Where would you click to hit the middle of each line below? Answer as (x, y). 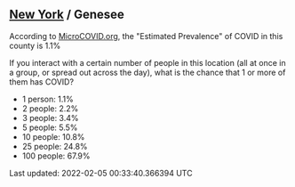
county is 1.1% (35, 45)
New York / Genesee (67, 15)
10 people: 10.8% (53, 136)
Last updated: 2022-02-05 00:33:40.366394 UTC (101, 173)
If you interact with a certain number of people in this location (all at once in (147, 62)
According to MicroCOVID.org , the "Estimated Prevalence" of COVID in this (146, 36)
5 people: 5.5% (50, 127)
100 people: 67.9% (56, 156)
